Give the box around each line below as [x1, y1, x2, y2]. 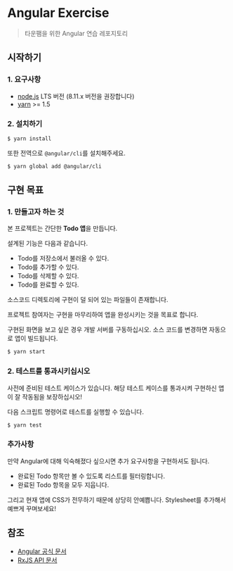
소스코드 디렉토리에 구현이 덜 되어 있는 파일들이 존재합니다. [7, 296, 168, 304]
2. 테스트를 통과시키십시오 [7, 366, 91, 376]
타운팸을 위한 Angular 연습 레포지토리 [24, 29, 128, 37]
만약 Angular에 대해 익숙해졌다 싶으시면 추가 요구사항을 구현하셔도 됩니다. [7, 456, 210, 465]
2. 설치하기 [7, 118, 43, 128]
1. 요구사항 [7, 75, 41, 84]
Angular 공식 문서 [17, 547, 67, 556]
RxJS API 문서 [17, 556, 58, 564]
